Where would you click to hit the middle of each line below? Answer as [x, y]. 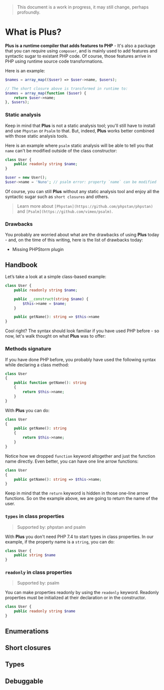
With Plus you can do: [27, 410]
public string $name [35, 555]
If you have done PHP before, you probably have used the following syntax [81, 359]
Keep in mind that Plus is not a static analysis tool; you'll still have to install [80, 125]
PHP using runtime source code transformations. [54, 61]
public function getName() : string [50, 383]
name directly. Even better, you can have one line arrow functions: [72, 461]
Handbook [21, 265]
